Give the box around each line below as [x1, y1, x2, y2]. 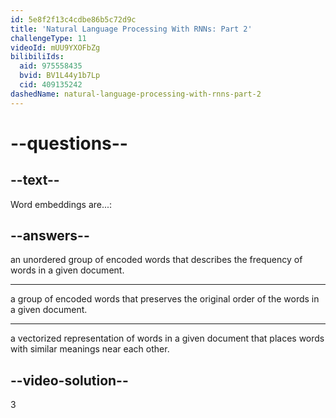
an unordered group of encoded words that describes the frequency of [10, 254, 303, 266]
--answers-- [10, 227, 90, 245]
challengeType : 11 [10, 33, 87, 43]
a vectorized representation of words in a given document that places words [10, 332, 325, 345]
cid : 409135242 [19, 80, 83, 90]
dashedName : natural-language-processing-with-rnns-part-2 [10, 89, 262, 99]
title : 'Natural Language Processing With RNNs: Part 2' [10, 24, 253, 34]
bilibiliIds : [10, 52, 65, 62]
